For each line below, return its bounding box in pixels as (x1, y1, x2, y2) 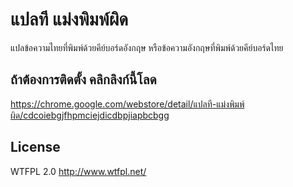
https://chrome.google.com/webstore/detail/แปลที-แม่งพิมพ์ (10, 98, 245, 110)
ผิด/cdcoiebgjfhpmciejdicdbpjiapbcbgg (10, 109, 170, 121)
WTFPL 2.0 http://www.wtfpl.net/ (10, 165, 147, 177)
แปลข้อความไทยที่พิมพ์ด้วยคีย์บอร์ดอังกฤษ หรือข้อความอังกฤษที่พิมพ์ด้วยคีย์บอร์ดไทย (10, 41, 284, 53)
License (10, 139, 61, 156)
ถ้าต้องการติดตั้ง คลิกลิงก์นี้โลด (10, 71, 157, 88)
